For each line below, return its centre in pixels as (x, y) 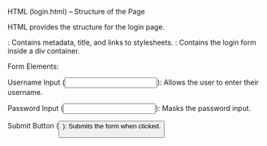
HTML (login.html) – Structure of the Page (76, 12)
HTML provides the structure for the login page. (86, 27)
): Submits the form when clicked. (112, 126)
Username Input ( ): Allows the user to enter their (133, 82)
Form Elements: (33, 66)
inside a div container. (44, 51)
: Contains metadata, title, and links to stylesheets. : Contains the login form (132, 42)
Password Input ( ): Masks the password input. (129, 108)
